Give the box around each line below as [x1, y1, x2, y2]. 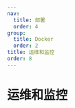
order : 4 [13, 23, 39, 30]
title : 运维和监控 [7, 49, 55, 56]
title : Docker [13, 36, 54, 43]
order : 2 [13, 42, 39, 49]
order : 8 [7, 55, 32, 62]
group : [7, 29, 26, 37]
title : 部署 [13, 17, 46, 24]
